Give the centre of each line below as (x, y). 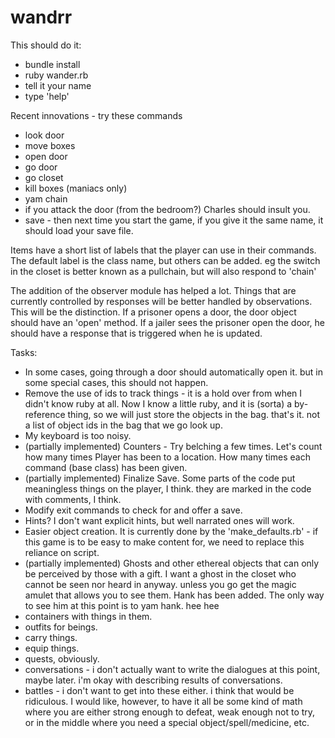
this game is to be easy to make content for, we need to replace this (164, 542)
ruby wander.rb (56, 75)
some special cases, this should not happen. (116, 382)
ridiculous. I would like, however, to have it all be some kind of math (163, 701)
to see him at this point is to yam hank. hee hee (122, 605)
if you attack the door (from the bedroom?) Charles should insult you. (167, 209)
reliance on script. (62, 552)
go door (41, 167)
